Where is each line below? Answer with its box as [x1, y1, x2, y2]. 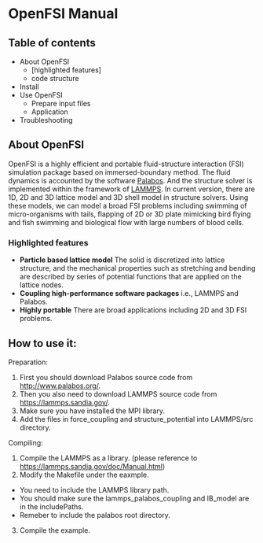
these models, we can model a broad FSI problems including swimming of [8, 201, 247, 210]
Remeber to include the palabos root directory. [19, 510, 171, 519]
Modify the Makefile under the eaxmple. [19, 470, 149, 479]
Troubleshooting [19, 116, 73, 124]
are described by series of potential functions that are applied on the [19, 272, 242, 282]
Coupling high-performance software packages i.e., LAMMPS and [19, 289, 239, 298]
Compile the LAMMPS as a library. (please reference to [19, 453, 198, 463]
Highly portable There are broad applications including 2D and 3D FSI [19, 305, 247, 315]
